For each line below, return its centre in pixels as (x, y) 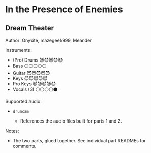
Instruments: (19, 50)
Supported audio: (23, 101)
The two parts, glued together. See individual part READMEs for (79, 141)
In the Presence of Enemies (64, 9)
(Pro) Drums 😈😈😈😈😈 (38, 60)
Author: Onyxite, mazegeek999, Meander (49, 40)
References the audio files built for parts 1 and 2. (71, 121)
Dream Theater (30, 28)
